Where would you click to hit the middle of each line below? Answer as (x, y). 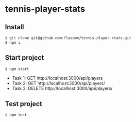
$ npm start (17, 69)
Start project (25, 58)
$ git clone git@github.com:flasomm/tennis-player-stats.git (68, 38)
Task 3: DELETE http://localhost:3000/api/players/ (62, 88)
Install (15, 27)
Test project (24, 104)
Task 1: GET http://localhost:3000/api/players (57, 78)
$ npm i (13, 42)
